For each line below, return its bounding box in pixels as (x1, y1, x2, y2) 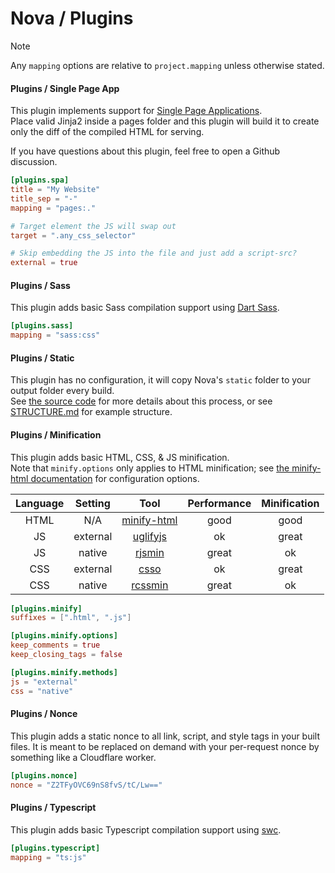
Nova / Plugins (10, 7, 134, 30)
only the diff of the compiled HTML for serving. (10, 126, 205, 138)
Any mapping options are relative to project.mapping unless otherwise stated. (10, 59, 325, 71)
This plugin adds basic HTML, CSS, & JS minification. (10, 451, 230, 463)
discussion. (10, 156, 58, 168)
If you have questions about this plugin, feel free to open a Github (10, 145, 281, 157)
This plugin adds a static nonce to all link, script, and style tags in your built (10, 730, 321, 742)
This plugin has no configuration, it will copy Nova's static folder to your (10, 374, 311, 386)
